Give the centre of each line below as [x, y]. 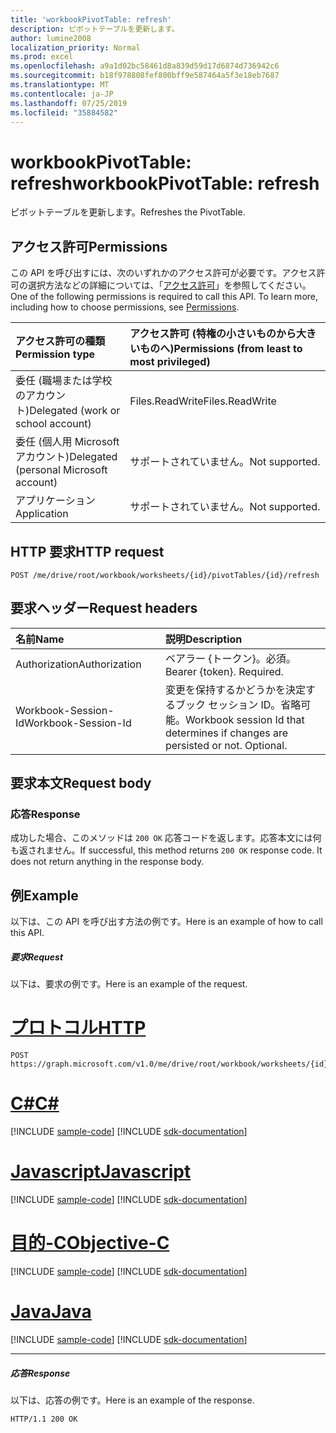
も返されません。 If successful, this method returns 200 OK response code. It [166, 850]
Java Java [51, 1312]
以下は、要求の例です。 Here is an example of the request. [129, 984]
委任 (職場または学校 [64, 381]
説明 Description [203, 639]
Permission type [55, 354]
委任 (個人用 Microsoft [67, 442]
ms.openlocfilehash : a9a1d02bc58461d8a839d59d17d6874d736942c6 [145, 66]
